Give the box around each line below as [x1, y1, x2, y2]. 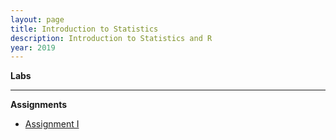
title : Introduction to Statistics [10, 24, 159, 34]
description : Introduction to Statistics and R [10, 33, 213, 43]
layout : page [10, 14, 65, 25]
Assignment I [24, 118, 80, 130]
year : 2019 [10, 42, 56, 53]
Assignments [10, 99, 68, 111]
